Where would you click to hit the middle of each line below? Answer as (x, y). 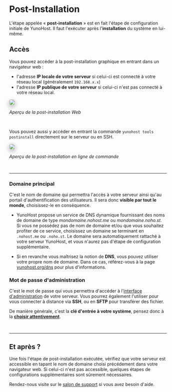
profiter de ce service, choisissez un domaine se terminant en (80, 231)
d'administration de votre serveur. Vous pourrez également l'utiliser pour (84, 296)
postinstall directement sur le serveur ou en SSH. (61, 136)
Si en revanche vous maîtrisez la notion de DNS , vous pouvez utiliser (87, 256)
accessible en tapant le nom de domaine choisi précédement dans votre (83, 364)
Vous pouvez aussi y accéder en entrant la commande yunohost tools (81, 131)
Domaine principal (32, 183)
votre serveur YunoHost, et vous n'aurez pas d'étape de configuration (88, 241)
